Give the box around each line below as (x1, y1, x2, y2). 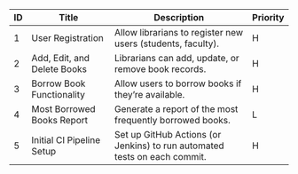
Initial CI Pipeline (31, 134, 100, 146)
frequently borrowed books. (114, 115, 231, 126)
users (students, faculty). (114, 37, 220, 50)
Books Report (31, 115, 89, 126)
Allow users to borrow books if (114, 77, 242, 90)
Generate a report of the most (114, 103, 239, 115)
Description (153, 12, 205, 23)
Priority (252, 12, 285, 23)
